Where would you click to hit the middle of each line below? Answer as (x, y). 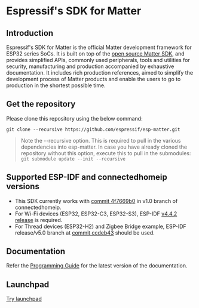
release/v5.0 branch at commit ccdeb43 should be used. (85, 232)
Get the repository (41, 104)
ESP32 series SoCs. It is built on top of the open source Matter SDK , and (95, 54)
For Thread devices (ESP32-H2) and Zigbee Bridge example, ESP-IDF (100, 226)
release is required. (39, 220)
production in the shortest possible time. (56, 85)
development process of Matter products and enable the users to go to (94, 79)
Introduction (30, 33)
